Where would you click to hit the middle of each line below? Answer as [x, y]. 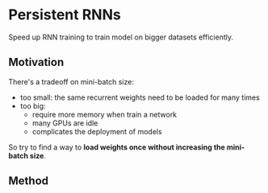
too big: [33, 105]
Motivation [36, 62]
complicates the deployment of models [97, 131]
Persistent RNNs [65, 15]
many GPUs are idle [65, 123]
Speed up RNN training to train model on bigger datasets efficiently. [121, 37]
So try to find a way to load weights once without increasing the [117, 147]
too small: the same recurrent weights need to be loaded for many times [140, 97]
